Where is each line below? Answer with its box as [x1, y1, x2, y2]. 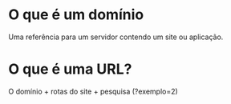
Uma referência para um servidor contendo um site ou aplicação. [8, 32, 224, 42]
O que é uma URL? [8, 60, 132, 78]
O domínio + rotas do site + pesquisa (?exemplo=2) [8, 86, 178, 96]
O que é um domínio [8, 6, 144, 24]
